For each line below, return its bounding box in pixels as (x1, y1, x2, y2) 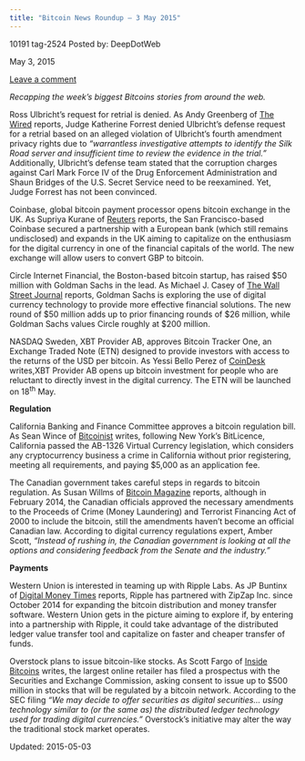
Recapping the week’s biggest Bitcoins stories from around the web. (9, 91, 266, 102)
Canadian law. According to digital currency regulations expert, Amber (9, 525, 273, 537)
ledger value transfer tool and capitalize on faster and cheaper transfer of (9, 629, 285, 640)
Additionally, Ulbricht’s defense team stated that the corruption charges (9, 157, 278, 168)
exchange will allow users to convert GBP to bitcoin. (9, 252, 205, 263)
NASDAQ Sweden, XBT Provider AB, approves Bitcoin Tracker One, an (9, 336, 272, 347)
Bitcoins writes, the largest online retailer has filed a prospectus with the (9, 665, 280, 676)
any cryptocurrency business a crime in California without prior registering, (9, 450, 291, 461)
